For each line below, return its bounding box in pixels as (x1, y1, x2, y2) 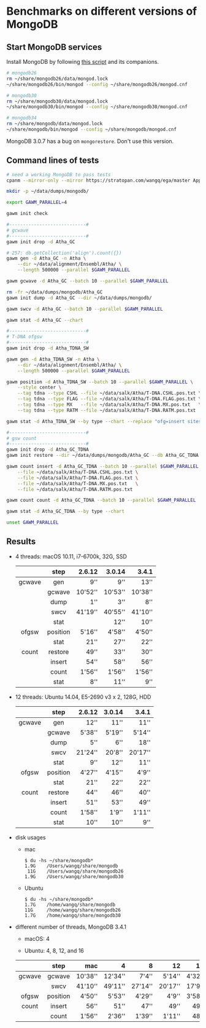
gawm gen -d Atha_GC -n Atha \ (6, 255, 86, 262)
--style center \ (17, 384, 62, 391)
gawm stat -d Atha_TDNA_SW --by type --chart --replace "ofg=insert (6, 418, 185, 424)
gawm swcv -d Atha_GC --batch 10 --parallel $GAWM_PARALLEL (6, 306, 164, 312)
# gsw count (6, 435, 37, 442)
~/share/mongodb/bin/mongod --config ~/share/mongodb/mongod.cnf (6, 127, 177, 133)
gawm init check (6, 211, 48, 217)
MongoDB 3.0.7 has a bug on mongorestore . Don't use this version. (6, 137, 174, 145)
